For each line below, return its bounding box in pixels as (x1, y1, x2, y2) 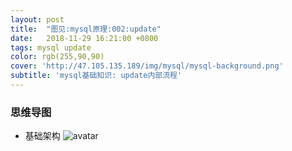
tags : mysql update (10, 42, 92, 53)
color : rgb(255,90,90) (10, 52, 105, 62)
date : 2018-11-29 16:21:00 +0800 (10, 33, 159, 43)
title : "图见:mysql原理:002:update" (10, 24, 162, 34)
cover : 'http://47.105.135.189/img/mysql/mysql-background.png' (10, 61, 284, 71)
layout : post (10, 14, 65, 25)
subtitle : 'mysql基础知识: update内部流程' (10, 71, 183, 81)
